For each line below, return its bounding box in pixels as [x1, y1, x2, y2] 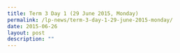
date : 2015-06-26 [7, 23, 58, 30]
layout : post [7, 29, 45, 36]
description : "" [7, 36, 54, 43]
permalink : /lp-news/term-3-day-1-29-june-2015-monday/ [7, 17, 173, 23]
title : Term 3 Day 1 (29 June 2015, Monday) [7, 10, 139, 17]
